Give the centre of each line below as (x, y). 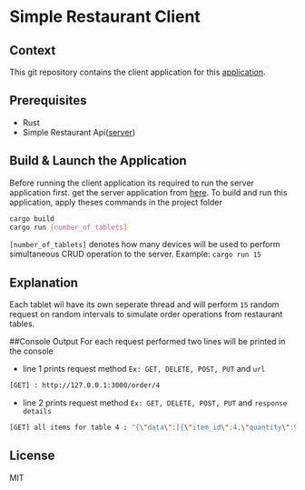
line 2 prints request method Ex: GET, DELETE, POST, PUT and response (155, 403)
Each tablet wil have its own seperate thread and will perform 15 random (144, 305)
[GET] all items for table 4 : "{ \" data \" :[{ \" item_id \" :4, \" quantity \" (150, 428)
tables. (22, 324)
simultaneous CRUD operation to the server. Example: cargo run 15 (135, 254)
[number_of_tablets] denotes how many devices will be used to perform (145, 245)
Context (33, 50)
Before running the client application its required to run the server (132, 183)
